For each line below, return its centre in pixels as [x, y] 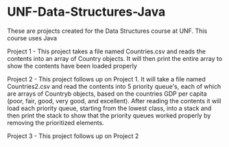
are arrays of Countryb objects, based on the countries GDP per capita [107, 94]
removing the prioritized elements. [56, 122]
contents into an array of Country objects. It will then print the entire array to [115, 58]
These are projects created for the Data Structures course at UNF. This [107, 31]
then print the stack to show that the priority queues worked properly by [109, 115]
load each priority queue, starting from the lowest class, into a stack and [109, 108]
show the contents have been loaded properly [72, 66]
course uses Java [32, 38]
